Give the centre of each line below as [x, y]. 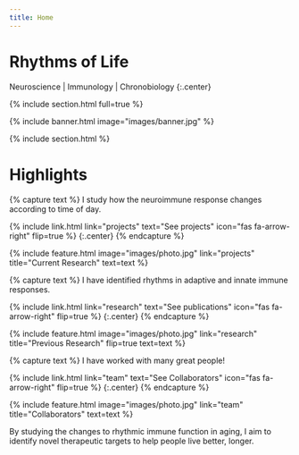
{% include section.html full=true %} [76, 104]
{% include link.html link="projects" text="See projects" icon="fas [131, 226]
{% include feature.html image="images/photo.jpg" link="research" [133, 333]
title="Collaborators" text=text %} [71, 414]
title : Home [31, 17]
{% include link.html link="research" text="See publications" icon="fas [140, 307]
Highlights [48, 174]
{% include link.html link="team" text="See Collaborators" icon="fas [135, 377]
